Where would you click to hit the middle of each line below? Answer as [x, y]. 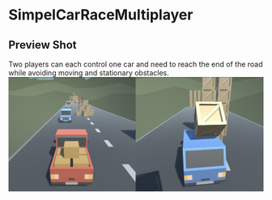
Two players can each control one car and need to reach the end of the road [136, 64]
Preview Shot [42, 45]
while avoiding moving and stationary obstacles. [89, 73]
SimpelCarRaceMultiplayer [101, 15]
